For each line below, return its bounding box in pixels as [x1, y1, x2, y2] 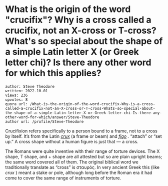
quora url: [5, 101, 28, 106]
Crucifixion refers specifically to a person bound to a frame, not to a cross [5, 128, 157, 134]
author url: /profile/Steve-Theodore [5, 119, 84, 124]
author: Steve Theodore [5, 84, 55, 89]
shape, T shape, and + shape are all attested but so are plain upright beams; [5, 153, 162, 159]
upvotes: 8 [5, 97, 28, 102]
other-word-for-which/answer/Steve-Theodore [5, 114, 99, 120]
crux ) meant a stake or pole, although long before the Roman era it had [5, 169, 152, 175]
